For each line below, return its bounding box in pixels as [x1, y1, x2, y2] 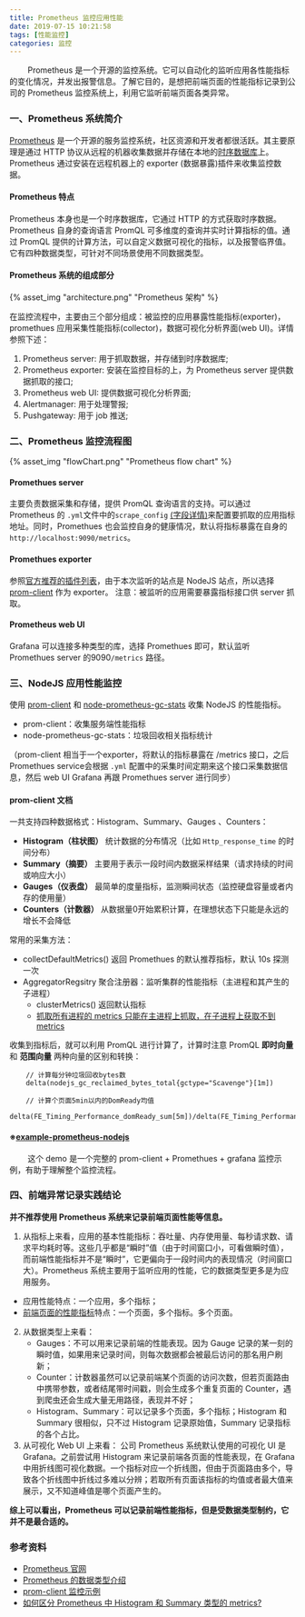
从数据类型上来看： [22, 1326, 95, 1337]
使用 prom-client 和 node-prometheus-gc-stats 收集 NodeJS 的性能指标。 [9, 699, 286, 710]
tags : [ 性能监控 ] [9, 30, 70, 39]
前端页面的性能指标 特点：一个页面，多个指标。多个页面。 [22, 1306, 238, 1318]
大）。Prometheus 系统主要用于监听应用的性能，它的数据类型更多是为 [22, 1264, 281, 1275]
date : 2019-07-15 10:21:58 [9, 22, 112, 31]
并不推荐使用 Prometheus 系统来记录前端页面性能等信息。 [9, 1211, 228, 1223]
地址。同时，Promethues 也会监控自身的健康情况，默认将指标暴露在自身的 [9, 521, 288, 532]
